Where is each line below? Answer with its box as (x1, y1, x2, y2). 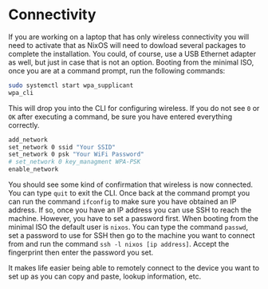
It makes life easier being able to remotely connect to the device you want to (8, 263, 260, 273)
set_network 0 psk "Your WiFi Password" (8, 150, 145, 159)
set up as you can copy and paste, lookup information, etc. (8, 271, 202, 281)
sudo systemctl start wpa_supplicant (8, 81, 134, 89)
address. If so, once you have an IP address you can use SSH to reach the (8, 205, 252, 215)
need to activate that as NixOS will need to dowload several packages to (8, 40, 246, 49)
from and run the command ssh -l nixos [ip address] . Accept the (8, 240, 230, 249)
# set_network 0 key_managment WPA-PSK (8, 158, 141, 166)
